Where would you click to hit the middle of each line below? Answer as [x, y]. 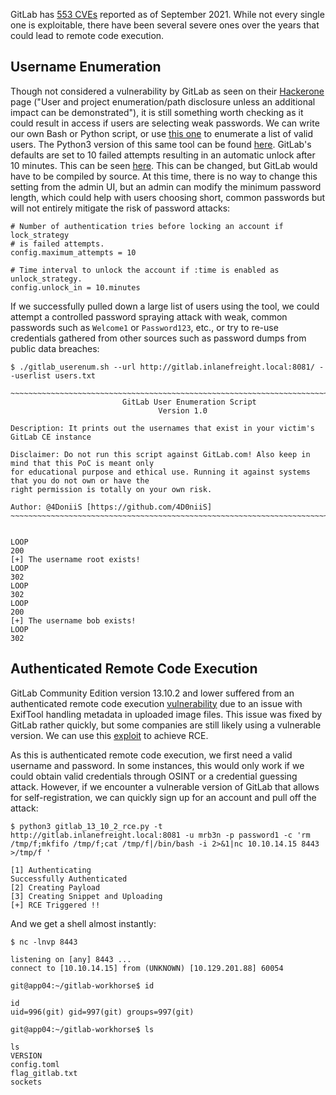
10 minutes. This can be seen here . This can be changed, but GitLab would [164, 165]
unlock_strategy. [46, 279]
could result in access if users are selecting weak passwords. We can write [165, 123]
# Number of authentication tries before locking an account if [147, 226]
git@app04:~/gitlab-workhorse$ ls [82, 1029]
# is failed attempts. [57, 244]
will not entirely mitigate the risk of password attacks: [120, 208]
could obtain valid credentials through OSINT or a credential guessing [154, 776]
